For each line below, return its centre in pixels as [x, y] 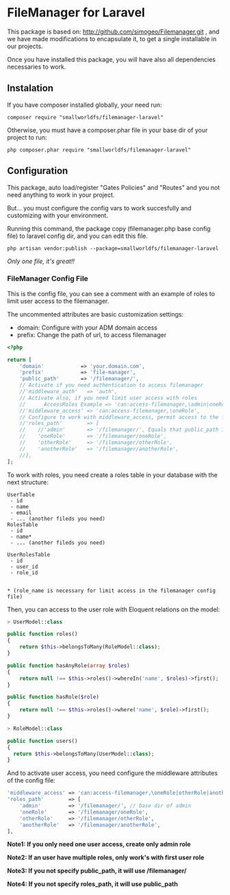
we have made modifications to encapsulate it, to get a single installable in [112, 38]
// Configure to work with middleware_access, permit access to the [119, 417]
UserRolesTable [29, 554]
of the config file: [31, 781]
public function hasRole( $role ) [53, 697]
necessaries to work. [37, 66]
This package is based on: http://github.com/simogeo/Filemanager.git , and [113, 32]
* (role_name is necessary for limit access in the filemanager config [111, 591]
